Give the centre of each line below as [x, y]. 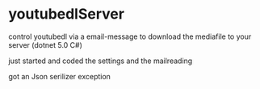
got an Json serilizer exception [60, 76]
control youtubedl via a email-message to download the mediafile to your [130, 36]
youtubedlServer [67, 14]
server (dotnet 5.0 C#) [46, 44]
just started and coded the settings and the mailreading [101, 61]
